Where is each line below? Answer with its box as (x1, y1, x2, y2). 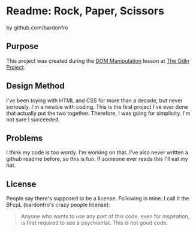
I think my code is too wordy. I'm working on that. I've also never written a (6, 149, 189, 156)
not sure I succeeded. (6, 115, 61, 123)
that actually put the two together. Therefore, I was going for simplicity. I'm (6, 109, 191, 117)
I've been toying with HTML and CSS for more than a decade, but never (6, 97, 183, 104)
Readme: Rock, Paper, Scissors (6, 4, 165, 18)
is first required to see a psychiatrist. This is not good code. (20, 219, 168, 227)
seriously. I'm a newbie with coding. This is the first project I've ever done (6, 103, 189, 110)
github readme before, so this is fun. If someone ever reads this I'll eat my (6, 155, 189, 163)
